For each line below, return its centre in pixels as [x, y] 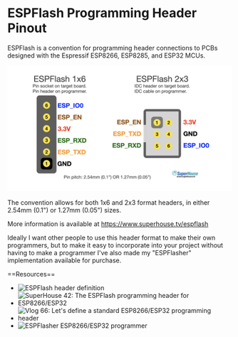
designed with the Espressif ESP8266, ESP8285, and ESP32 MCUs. [106, 55]
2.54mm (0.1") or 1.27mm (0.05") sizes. [64, 210]
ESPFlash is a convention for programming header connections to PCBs [113, 48]
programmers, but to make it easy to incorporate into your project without [115, 245]
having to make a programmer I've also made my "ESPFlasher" [100, 253]
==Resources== [31, 274]
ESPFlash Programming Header [102, 13]
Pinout [27, 28]
